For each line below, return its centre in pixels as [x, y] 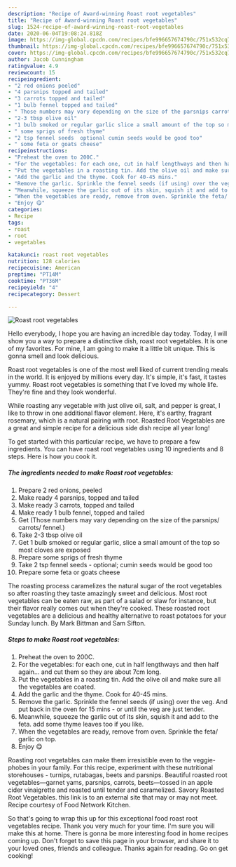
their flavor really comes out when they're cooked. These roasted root [109, 609]
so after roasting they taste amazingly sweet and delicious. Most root [107, 593]
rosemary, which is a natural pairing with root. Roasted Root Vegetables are [117, 421]
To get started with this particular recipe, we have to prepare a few [104, 442]
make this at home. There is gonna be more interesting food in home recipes [118, 833]
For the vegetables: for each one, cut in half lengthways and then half [118, 665]
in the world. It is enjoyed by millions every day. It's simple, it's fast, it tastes [117, 377]
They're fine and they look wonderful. [62, 392]
